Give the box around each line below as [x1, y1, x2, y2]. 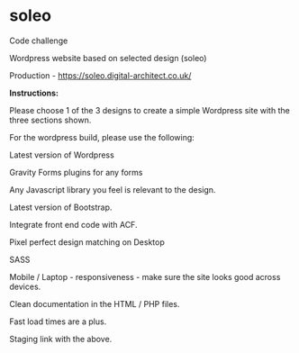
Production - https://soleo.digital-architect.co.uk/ [9, 69, 192, 81]
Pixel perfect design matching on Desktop [9, 236, 165, 248]
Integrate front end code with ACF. [9, 219, 138, 230]
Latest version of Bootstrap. [9, 202, 113, 213]
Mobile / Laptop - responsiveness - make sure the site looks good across [9, 271, 281, 282]
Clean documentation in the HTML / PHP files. [9, 298, 180, 309]
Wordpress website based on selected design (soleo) [9, 52, 207, 63]
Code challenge [9, 35, 68, 46]
